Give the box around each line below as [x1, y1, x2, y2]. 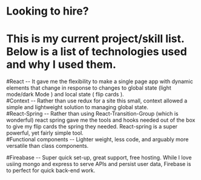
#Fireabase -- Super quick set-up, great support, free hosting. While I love [6, 154, 192, 161]
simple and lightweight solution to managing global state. [6, 104, 148, 111]
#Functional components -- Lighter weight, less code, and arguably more [6, 136, 189, 143]
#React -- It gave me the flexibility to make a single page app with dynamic [6, 78, 194, 85]
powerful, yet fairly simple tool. [6, 129, 84, 137]
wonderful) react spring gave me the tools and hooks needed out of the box [6, 116, 196, 124]
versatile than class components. [6, 142, 89, 150]
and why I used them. [6, 58, 117, 72]
